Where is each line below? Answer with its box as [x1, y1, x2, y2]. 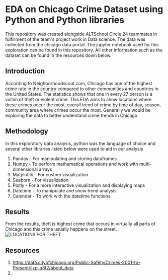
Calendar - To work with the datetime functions [12, 193, 111, 199]
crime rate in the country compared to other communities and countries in [5, 86, 158, 92]
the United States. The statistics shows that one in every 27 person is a [5, 91, 152, 97]
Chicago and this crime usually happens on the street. [5, 226, 117, 232]
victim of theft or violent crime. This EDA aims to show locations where [5, 96, 152, 102]
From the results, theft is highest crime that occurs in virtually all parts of [5, 221, 156, 227]
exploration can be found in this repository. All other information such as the [5, 47, 163, 53]
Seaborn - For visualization [12, 177, 69, 183]
